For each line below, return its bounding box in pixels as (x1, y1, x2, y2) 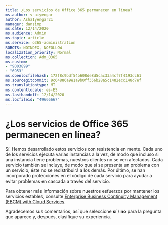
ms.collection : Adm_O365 (5, 54, 58, 60)
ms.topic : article (5, 36, 44, 41)
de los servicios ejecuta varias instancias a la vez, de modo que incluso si (5, 151, 159, 157)
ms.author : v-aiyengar (5, 12, 53, 17)
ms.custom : (5, 59, 28, 64)
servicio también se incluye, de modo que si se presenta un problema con (5, 162, 159, 168)
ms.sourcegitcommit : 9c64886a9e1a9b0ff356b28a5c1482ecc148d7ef (5, 78, 142, 83)
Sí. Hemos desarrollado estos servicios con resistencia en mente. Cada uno (5, 146, 163, 152)
